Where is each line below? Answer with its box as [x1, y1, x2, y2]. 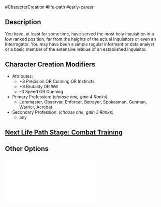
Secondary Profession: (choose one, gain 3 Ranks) [12, 109, 114, 115]
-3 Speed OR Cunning [19, 89, 63, 94]
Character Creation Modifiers [5, 60, 96, 69]
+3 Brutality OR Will [19, 83, 59, 89]
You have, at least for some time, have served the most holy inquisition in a [5, 31, 154, 37]
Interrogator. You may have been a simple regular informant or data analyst [5, 41, 155, 47]
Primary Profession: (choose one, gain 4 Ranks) [12, 94, 108, 100]
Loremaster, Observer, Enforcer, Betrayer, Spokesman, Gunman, [19, 99, 147, 104]
